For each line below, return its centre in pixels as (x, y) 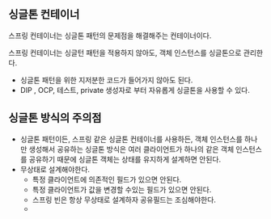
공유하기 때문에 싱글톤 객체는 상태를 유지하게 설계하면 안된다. (125, 159)
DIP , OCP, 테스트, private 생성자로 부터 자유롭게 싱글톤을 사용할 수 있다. (135, 90)
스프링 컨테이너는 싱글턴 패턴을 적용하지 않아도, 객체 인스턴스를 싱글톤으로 (125, 53)
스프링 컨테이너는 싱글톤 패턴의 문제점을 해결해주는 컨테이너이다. (110, 36)
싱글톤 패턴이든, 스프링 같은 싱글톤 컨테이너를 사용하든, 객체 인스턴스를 (131, 139)
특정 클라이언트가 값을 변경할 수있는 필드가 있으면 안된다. (122, 189)
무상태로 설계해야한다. (55, 169)
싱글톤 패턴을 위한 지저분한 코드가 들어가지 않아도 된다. (106, 80)
